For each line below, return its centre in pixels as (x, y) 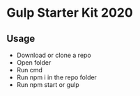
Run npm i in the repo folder (56, 77)
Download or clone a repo (54, 55)
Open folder (34, 63)
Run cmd (30, 70)
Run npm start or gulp (48, 85)
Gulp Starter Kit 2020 (70, 13)
